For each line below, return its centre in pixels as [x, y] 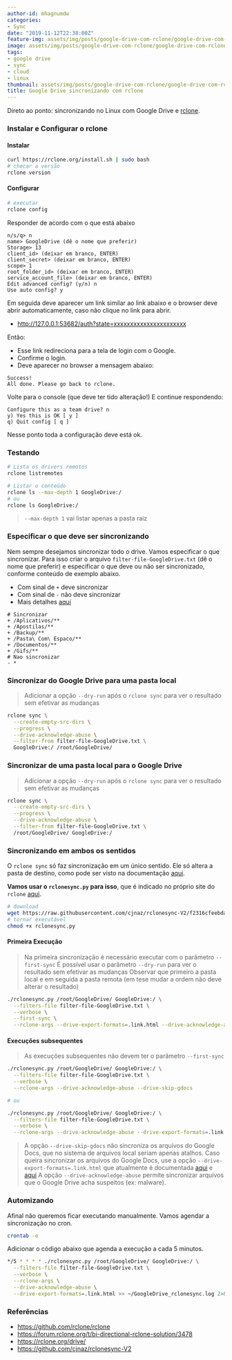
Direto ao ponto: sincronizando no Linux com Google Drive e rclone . [104, 111]
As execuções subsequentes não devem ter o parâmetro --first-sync [124, 1056]
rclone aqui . [25, 894]
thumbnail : [23, 85]
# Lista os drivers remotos [48, 467]
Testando [23, 453]
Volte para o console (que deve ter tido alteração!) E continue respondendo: [115, 396]
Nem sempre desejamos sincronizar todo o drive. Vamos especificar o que [113, 551]
